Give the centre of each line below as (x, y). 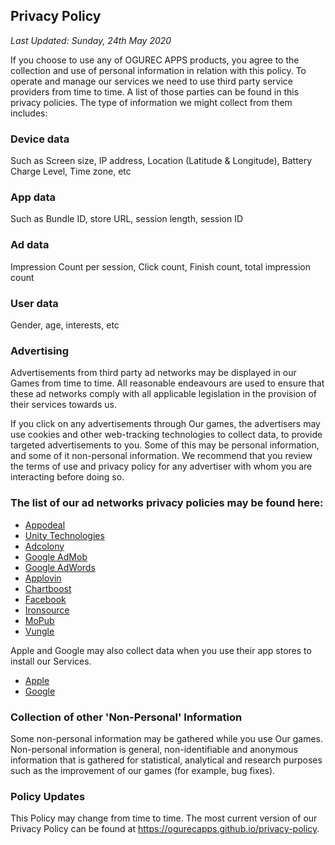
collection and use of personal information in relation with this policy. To (158, 70)
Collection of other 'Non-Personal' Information (126, 717)
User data (34, 303)
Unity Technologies (64, 535)
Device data (40, 139)
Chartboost (48, 588)
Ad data (30, 245)
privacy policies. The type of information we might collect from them (151, 102)
